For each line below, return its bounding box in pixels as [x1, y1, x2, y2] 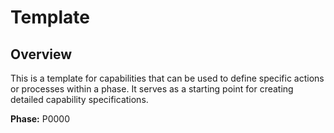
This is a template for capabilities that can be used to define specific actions [10, 72, 325, 84]
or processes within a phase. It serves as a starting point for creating [10, 83, 294, 95]
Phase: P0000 [10, 113, 70, 125]
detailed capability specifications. [10, 94, 149, 105]
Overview [10, 46, 73, 63]
